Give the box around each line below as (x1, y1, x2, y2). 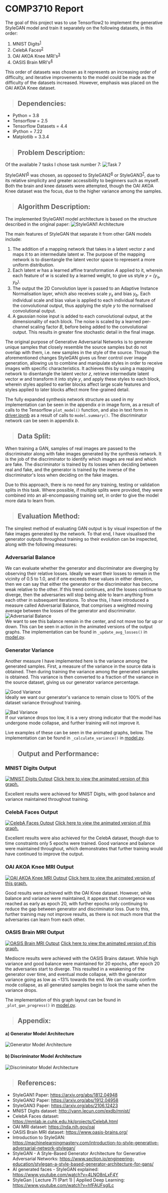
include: (5, 236, 22, 242)
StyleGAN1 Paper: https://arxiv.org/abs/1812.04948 (12, 1092, 118, 1098)
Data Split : (17, 432, 51, 441)
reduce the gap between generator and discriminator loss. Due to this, (5, 906, 150, 912)
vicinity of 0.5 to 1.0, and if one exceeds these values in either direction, (5, 576, 153, 582)
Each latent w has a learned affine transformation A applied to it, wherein (12, 267, 163, 273)
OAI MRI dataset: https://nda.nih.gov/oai (12, 1124, 95, 1130)
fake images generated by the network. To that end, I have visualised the (5, 531, 155, 537)
